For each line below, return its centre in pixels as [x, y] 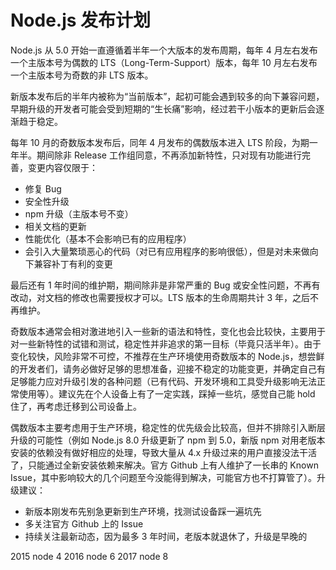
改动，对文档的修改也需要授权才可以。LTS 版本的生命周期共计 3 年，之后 [160, 297]
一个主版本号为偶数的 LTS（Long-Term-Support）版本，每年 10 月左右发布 [164, 62]
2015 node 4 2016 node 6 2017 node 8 [89, 556]
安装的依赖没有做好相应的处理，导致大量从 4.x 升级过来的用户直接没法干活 [164, 452]
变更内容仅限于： [62, 167]
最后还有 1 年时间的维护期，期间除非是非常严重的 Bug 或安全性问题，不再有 [165, 285]
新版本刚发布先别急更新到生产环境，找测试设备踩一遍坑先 [143, 511]
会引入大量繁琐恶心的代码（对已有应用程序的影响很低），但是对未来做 [167, 251]
